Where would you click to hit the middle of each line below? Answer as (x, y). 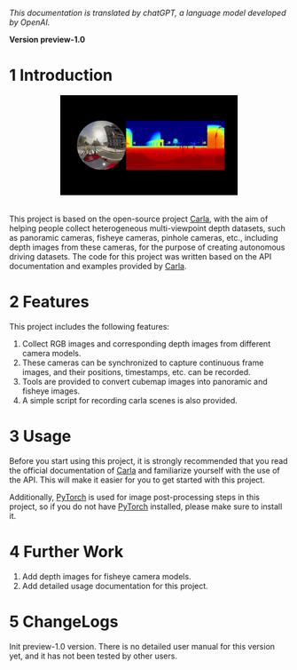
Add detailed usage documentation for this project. (115, 586)
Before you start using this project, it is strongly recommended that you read (148, 461)
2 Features (49, 302)
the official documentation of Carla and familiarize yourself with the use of (145, 471)
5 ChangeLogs (64, 622)
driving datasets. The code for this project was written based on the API (141, 257)
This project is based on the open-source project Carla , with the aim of (139, 219)
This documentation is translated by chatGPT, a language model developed (148, 13)
